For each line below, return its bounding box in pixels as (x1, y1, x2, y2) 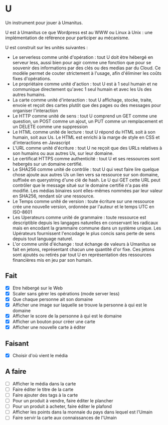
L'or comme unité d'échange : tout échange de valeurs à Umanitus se (12, 241, 156, 247)
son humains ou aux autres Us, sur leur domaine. (12, 150, 114, 156)
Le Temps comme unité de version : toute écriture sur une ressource (12, 198, 154, 204)
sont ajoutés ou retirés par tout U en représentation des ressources (12, 252, 151, 258)
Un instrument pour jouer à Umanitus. (5, 20, 83, 26)
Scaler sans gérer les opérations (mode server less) (12, 290, 120, 296)
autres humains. (12, 91, 46, 97)
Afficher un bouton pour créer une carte (12, 318, 95, 325)
